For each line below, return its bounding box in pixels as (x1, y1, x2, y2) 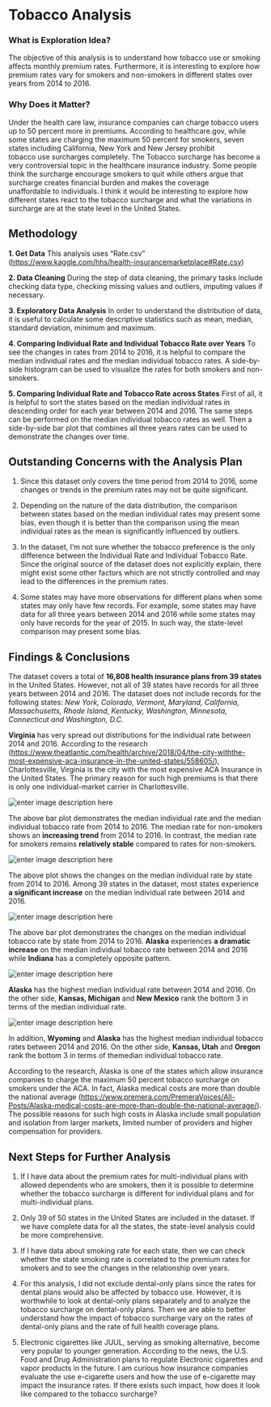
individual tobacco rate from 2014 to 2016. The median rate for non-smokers (8, 822, 263, 831)
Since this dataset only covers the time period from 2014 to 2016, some (19, 476, 258, 487)
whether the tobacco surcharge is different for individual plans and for (19, 1188, 255, 1199)
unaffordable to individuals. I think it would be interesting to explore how (8, 186, 249, 196)
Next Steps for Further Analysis (8, 1150, 171, 1163)
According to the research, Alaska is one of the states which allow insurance (8, 1066, 264, 1076)
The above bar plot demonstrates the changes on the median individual (8, 928, 247, 937)
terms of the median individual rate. (8, 1002, 127, 1012)
